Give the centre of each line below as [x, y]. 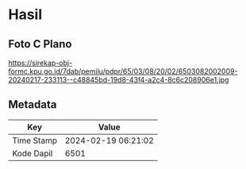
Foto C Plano [40, 44]
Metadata [33, 105]
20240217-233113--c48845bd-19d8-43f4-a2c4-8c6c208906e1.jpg [119, 80]
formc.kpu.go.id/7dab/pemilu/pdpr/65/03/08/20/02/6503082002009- [123, 71]
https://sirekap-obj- [40, 63]
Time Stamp [35, 140]
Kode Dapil [33, 153]
